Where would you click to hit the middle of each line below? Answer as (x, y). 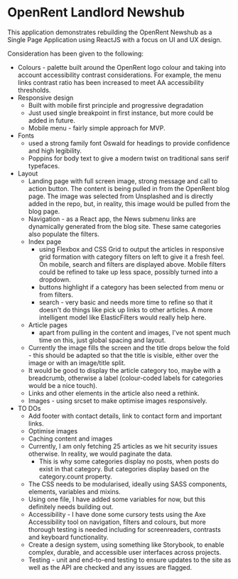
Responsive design (45, 98)
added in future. (52, 120)
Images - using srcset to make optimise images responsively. (118, 401)
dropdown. (55, 280)
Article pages (48, 324)
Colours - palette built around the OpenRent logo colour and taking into (121, 67)
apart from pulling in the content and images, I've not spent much (135, 332)
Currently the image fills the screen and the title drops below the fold (129, 347)
